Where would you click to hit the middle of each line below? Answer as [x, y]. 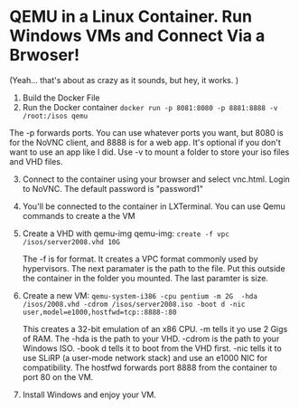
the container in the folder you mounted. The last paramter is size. [145, 278]
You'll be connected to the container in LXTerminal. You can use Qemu [154, 206]
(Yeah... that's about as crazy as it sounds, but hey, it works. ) [124, 80]
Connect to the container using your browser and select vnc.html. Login [156, 179]
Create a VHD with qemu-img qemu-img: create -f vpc [126, 233]
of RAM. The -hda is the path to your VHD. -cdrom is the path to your [151, 338]
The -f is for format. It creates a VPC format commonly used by [140, 259]
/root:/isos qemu [55, 116]
